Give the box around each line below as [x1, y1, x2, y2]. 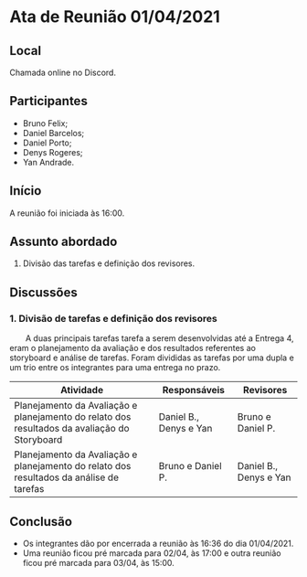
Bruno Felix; [22, 117, 69, 129]
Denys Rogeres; [22, 146, 84, 157]
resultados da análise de [14, 471, 119, 484]
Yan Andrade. [22, 156, 75, 167]
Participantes [9, 93, 89, 109]
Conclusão [9, 514, 73, 529]
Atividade [60, 384, 103, 397]
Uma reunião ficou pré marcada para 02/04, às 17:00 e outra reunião [22, 547, 281, 559]
